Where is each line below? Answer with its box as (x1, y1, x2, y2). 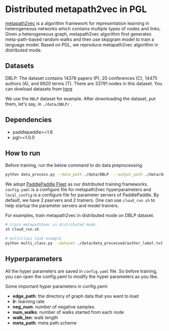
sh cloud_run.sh (5, 227, 39, 232)
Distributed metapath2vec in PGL (5, 4, 147, 15)
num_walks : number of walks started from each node (12, 309, 124, 315)
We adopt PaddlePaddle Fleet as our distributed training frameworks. (5, 181, 148, 187)
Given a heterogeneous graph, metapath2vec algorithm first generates (5, 31, 152, 37)
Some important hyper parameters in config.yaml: (5, 283, 109, 289)
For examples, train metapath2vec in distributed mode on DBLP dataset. (5, 212, 154, 218)
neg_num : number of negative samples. (12, 304, 96, 310)
